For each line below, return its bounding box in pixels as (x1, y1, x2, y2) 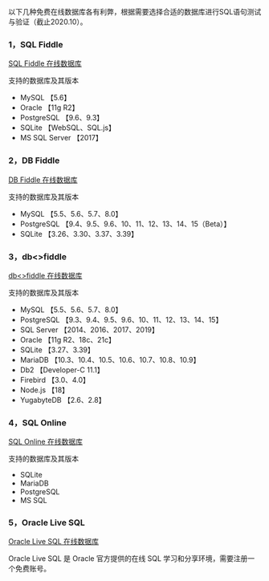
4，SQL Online (8, 416, 67, 428)
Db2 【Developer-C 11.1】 (19, 364, 104, 375)
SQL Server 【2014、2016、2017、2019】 (19, 324, 159, 335)
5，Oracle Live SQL (8, 517, 86, 528)
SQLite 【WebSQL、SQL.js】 (19, 123, 116, 132)
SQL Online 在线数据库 (8, 437, 83, 447)
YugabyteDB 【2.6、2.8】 (19, 395, 106, 404)
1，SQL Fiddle (8, 39, 63, 50)
